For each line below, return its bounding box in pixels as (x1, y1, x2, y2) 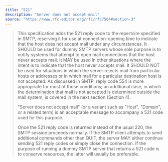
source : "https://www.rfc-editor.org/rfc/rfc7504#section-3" (5, 17, 136, 22)
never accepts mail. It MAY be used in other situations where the (17, 57, 151, 63)
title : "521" (5, 7, 33, 13)
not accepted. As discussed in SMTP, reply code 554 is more (17, 78, 144, 84)
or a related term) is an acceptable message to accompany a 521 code (17, 109, 163, 115)
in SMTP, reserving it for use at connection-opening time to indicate (17, 36, 158, 42)
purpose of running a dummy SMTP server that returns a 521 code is (17, 146, 159, 152)
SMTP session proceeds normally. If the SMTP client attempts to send (17, 130, 162, 136)
